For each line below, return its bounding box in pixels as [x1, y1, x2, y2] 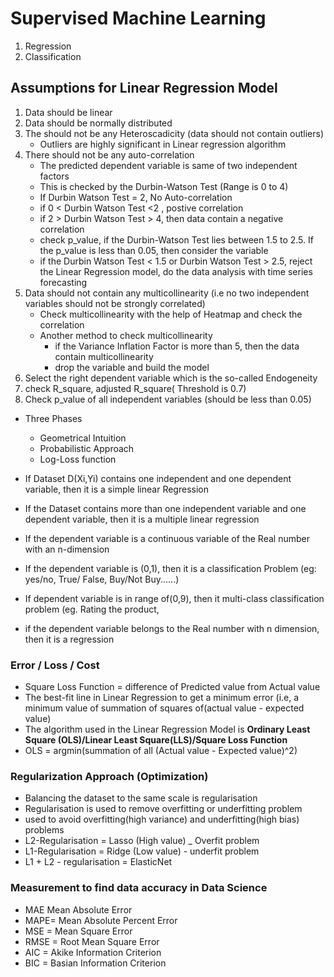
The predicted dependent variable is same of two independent [39, 159, 298, 171]
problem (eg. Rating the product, [24, 603, 160, 615]
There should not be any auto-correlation [24, 148, 195, 161]
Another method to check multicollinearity [39, 329, 213, 341]
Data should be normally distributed [24, 117, 173, 129]
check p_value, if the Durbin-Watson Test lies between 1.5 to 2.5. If [39, 233, 314, 246]
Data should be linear [24, 106, 113, 118]
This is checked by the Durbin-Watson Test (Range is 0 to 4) [39, 180, 289, 192]
